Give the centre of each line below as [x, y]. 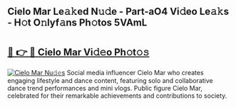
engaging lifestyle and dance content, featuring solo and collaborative [110, 80]
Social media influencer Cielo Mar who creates [135, 73]
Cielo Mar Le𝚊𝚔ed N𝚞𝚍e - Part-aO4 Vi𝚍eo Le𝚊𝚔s [118, 12]
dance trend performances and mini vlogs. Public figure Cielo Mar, [105, 88]
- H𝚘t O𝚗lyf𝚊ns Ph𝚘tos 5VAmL [77, 23]
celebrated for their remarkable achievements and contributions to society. [117, 96]
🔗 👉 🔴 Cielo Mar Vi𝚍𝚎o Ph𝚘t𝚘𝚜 [78, 52]
